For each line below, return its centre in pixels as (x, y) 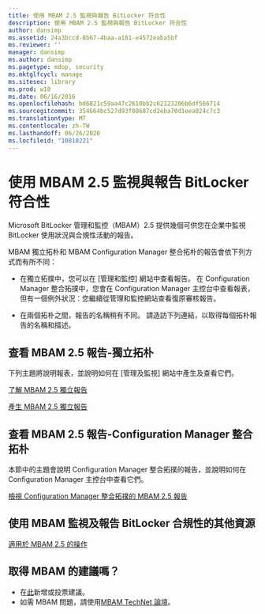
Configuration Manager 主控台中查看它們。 (78, 479)
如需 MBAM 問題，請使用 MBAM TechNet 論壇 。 (97, 601)
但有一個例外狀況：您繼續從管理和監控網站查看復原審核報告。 (120, 298)
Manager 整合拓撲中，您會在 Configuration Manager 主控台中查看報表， (137, 289)
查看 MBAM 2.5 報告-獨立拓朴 (81, 352)
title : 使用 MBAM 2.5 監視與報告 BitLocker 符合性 (87, 15)
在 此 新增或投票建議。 (54, 592)
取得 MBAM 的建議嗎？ (64, 572)
